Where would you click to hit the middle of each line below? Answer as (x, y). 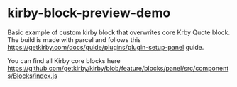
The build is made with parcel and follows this (74, 39)
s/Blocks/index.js (33, 76)
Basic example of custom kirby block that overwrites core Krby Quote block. (119, 32)
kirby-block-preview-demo (89, 13)
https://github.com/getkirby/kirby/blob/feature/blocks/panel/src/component (118, 68)
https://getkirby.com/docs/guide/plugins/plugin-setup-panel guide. (106, 47)
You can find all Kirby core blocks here (64, 60)
